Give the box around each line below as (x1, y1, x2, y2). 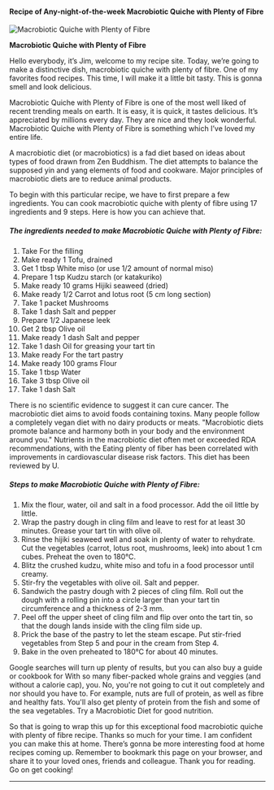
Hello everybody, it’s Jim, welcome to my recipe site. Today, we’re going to (9, 56, 259, 66)
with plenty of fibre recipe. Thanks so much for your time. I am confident (9, 731, 253, 740)
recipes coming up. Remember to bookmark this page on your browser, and (9, 748, 263, 757)
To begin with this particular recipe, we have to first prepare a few (9, 190, 230, 199)
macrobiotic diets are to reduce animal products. (9, 174, 172, 184)
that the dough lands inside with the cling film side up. (20, 621, 202, 631)
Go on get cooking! (9, 765, 74, 775)
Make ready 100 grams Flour (20, 359, 117, 369)
